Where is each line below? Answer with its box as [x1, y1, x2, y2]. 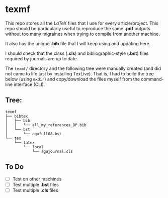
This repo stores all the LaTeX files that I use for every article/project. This [5, 20, 158, 26]
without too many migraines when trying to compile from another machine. [5, 31, 160, 37]
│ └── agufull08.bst [5, 131, 62, 136]
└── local [23, 144, 44, 149]
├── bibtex [5, 114, 28, 119]
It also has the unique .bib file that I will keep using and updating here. [5, 40, 151, 46]
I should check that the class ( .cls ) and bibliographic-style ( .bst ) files [5, 50, 149, 56]
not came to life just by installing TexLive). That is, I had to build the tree [5, 70, 154, 76]
